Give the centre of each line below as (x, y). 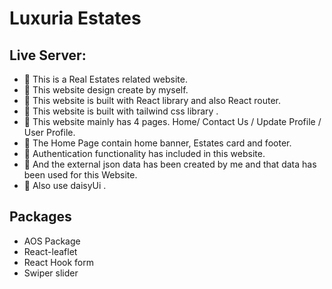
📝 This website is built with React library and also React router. (152, 100)
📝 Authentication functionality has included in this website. (144, 153)
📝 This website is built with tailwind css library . (121, 111)
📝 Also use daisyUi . (65, 185)
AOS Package (52, 241)
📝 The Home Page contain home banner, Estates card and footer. (157, 143)
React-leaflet (50, 251)
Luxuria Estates (75, 18)
